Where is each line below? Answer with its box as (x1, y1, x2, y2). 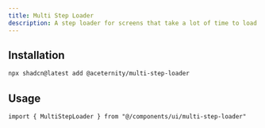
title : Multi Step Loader (8, 11, 94, 20)
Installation (8, 48, 65, 62)
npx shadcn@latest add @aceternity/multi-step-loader (8, 69, 190, 78)
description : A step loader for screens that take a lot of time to (8, 19, 240, 27)
